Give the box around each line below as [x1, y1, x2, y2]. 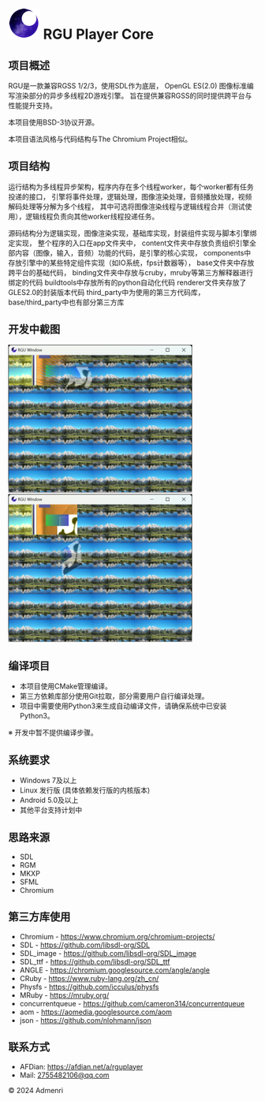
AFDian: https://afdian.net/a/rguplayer [19, 1062, 144, 1071]
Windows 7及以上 [19, 776, 77, 786]
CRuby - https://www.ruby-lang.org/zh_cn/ [19, 973, 159, 983]
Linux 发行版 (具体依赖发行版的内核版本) [19, 786, 151, 795]
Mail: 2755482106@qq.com [19, 1070, 110, 1080]
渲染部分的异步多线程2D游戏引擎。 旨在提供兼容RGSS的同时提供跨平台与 [14, 91, 252, 100]
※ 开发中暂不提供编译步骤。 [8, 728, 98, 737]
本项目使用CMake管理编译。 [19, 681, 113, 691]
